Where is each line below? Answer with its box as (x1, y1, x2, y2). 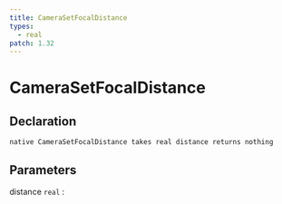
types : (9, 22, 34, 31)
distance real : (9, 187, 65, 198)
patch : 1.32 (9, 38, 54, 48)
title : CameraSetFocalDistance (9, 13, 128, 23)
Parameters (9, 162, 77, 178)
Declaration (9, 113, 77, 129)
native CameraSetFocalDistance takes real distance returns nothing (9, 138, 274, 147)
